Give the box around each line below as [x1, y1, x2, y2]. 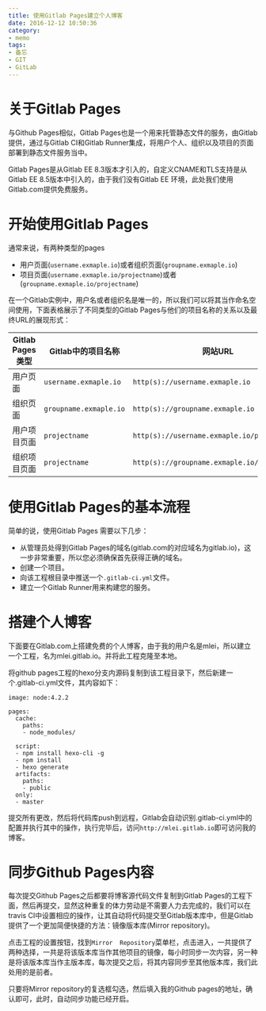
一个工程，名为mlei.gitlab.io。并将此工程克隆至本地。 [8, 650, 182, 660]
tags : [8, 41, 26, 49]
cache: [15, 714, 37, 723]
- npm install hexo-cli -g [15, 749, 104, 757]
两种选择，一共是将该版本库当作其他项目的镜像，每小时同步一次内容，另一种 [8, 947, 258, 957]
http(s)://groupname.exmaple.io [132, 404, 255, 413]
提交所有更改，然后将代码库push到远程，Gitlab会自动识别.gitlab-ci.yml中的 [8, 812, 253, 822]
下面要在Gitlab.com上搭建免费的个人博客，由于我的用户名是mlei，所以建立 [8, 641, 252, 650]
